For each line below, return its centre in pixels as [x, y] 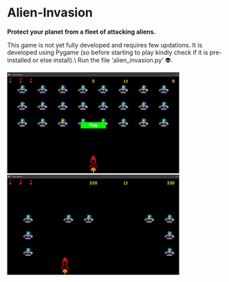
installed [19, 60]
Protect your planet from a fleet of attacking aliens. [81, 32]
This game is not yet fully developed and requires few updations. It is [105, 45]
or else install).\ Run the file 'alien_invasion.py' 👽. [103, 60]
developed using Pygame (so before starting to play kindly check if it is [108, 52]
